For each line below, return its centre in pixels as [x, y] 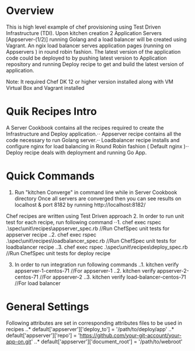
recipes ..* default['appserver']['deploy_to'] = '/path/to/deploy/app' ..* [90, 329]
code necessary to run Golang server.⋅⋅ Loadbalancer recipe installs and [93, 140]
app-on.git [19, 341]
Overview [30, 11]
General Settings [48, 307]
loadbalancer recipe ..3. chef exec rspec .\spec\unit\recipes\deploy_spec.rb [97, 247]
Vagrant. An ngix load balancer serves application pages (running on [88, 46]
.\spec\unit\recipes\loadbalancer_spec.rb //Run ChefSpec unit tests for [91, 241]
